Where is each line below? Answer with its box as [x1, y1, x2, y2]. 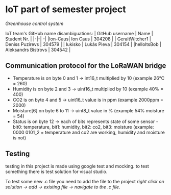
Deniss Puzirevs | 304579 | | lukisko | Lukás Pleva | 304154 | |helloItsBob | [5, 41, 162, 47]
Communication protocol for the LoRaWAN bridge [5, 61, 166, 70]
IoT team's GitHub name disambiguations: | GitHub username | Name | [5, 30, 153, 36]
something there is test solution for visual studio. [5, 168, 108, 175]
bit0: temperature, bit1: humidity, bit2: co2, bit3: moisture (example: [12, 124, 154, 130]
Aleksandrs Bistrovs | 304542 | [5, 46, 71, 53]
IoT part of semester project [5, 4, 126, 15]
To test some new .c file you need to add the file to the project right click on [5, 178, 164, 184]
